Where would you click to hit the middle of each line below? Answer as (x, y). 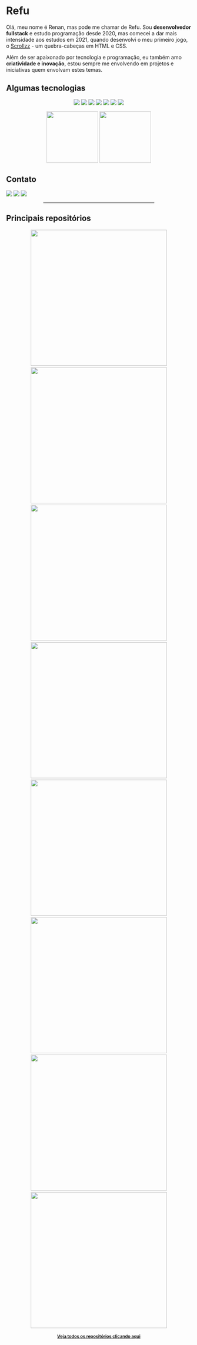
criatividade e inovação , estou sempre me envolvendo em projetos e (90, 64)
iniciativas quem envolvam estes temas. (54, 69)
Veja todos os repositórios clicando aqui (99, 1337)
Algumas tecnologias (46, 89)
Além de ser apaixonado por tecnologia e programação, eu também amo (94, 57)
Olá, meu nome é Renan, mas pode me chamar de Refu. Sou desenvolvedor (98, 27)
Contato (21, 180)
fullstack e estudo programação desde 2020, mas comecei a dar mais (92, 33)
